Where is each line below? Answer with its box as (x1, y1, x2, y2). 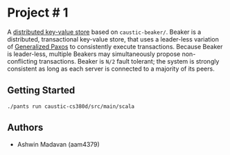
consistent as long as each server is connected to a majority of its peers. (7, 64, 215, 73)
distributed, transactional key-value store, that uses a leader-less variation (7, 35, 220, 43)
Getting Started (7, 84, 76, 96)
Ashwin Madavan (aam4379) (17, 140, 100, 148)
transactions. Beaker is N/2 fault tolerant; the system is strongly (39, 57, 220, 65)
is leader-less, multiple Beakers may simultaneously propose (7, 50, 181, 58)
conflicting (7, 57, 38, 65)
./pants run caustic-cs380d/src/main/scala (7, 102, 135, 110)
